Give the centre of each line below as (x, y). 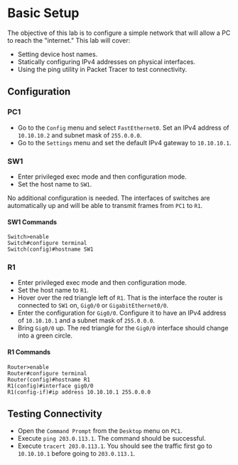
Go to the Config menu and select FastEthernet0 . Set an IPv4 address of (123, 127)
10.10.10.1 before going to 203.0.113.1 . (76, 454)
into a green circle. (45, 335)
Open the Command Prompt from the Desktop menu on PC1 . (100, 431)
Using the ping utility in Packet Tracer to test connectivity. (102, 69)
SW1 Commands (32, 221)
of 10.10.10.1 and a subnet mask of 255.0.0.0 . (86, 320)
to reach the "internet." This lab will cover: (69, 40)
